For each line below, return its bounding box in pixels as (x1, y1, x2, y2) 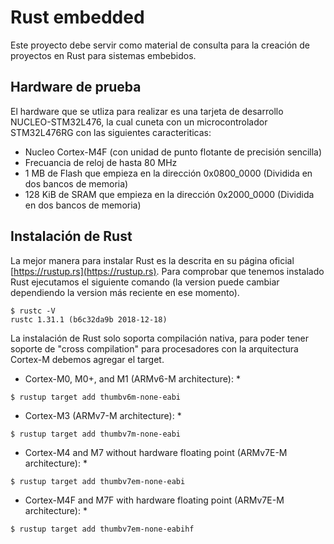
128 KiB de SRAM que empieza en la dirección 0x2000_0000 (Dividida (24, 188, 315, 200)
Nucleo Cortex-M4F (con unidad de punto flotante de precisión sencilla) (24, 146, 323, 158)
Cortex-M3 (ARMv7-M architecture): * (24, 409, 182, 421)
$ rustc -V (10, 306, 56, 316)
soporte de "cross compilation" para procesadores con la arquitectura (10, 342, 299, 355)
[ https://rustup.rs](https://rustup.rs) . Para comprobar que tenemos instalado (10, 265, 325, 277)
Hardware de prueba (10, 79, 142, 96)
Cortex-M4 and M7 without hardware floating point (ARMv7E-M (24, 446, 288, 458)
